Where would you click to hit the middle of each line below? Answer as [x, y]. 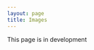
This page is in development [47, 39]
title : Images [27, 20]
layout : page [26, 13]
